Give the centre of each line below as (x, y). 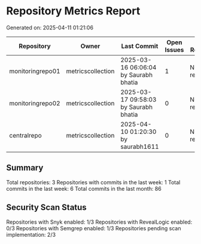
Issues (174, 50)
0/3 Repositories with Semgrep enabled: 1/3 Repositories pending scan (94, 228)
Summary (25, 168)
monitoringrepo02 (35, 103)
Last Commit (140, 46)
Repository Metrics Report (73, 11)
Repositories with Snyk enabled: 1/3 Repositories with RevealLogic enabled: (99, 222)
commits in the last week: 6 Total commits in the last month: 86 (84, 188)
